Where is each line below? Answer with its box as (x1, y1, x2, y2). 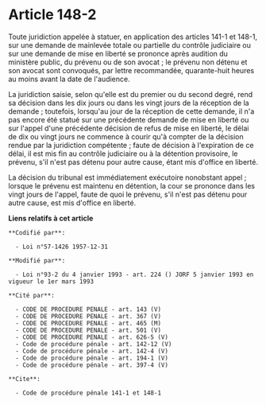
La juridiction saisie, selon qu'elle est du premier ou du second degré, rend (8, 89, 253, 99)
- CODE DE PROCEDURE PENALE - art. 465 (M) (15, 319, 161, 327)
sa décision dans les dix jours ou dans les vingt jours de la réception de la (8, 98, 249, 107)
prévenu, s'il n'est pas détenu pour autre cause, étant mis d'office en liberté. (8, 157, 258, 166)
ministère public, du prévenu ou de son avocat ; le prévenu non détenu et (8, 57, 248, 67)
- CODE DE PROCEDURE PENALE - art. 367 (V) (15, 312, 161, 320)
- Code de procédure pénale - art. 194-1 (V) (15, 354, 169, 362)
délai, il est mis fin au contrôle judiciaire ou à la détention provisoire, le (8, 149, 238, 158)
